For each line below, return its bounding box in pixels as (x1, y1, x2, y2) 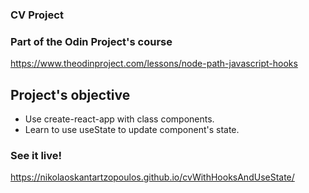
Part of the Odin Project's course (10, 34, 173, 48)
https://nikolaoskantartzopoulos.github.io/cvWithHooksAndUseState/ (10, 171, 295, 183)
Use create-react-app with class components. (24, 113, 215, 125)
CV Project (10, 8, 64, 22)
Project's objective (10, 86, 131, 103)
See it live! (10, 148, 63, 162)
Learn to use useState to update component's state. (24, 124, 240, 136)
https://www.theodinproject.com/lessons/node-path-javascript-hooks (10, 58, 298, 70)
